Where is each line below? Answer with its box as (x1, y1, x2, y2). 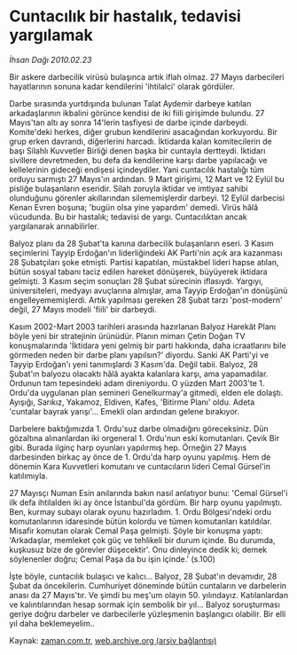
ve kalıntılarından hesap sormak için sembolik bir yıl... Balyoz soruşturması (9, 599, 281, 610)
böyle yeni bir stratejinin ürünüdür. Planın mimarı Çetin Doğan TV (9, 330, 246, 341)
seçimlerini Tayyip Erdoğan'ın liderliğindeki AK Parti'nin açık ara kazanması (9, 247, 283, 258)
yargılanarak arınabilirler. (9, 220, 99, 232)
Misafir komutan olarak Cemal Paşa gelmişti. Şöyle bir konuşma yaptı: (9, 525, 263, 536)
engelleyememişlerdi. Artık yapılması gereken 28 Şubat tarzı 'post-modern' (9, 295, 283, 305)
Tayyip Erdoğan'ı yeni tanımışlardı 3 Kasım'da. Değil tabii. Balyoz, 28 (9, 359, 259, 369)
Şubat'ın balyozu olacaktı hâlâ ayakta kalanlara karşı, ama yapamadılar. (9, 368, 269, 379)
